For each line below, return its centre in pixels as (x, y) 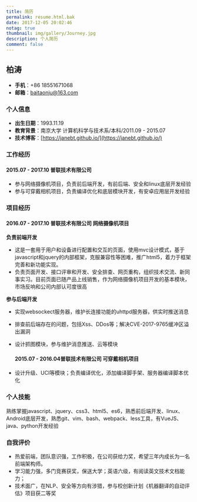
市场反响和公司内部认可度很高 (51, 287)
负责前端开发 (21, 237)
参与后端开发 (21, 299)
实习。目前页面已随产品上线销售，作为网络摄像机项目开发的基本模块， (105, 279)
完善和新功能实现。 (38, 265)
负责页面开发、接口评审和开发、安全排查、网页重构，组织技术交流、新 (100, 272)
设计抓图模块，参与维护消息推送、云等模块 (66, 344)
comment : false (25, 45)
